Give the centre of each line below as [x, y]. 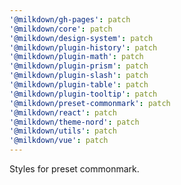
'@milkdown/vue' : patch [59, 141]
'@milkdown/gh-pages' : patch [70, 19]
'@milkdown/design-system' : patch [81, 38]
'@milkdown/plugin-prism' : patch [79, 66]
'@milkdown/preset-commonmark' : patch [90, 103]
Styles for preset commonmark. [74, 169]
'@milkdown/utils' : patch [63, 131]
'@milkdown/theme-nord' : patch [74, 122]
